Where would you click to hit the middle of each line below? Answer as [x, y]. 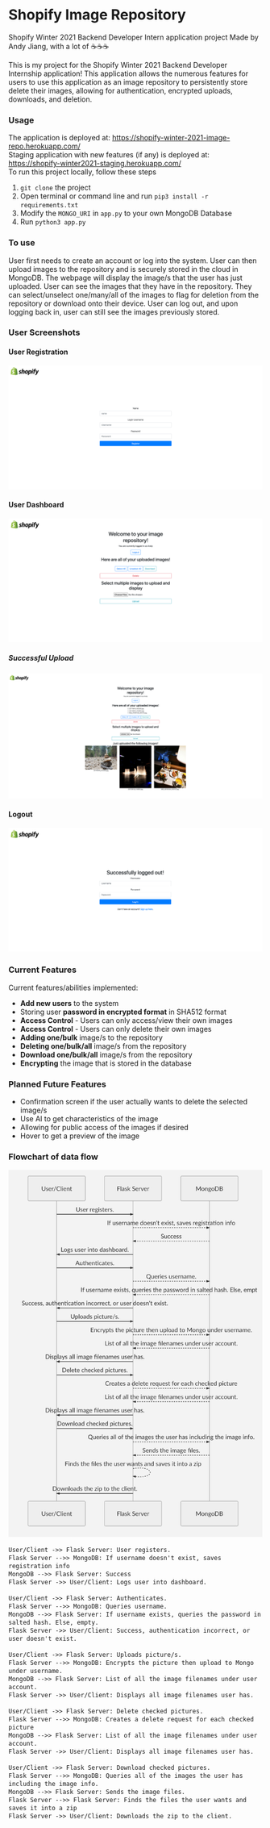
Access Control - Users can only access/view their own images [126, 1020]
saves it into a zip [43, 1809]
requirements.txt [49, 206]
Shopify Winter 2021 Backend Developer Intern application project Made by [134, 37]
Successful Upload [41, 657]
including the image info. [54, 1784]
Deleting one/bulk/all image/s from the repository [103, 1045]
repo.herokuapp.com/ [44, 146]
